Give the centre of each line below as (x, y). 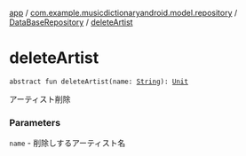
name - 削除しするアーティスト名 (67, 143)
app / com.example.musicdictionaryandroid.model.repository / (123, 13)
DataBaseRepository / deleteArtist (71, 22)
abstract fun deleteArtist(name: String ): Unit (99, 82)
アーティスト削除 (40, 99)
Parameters (35, 122)
